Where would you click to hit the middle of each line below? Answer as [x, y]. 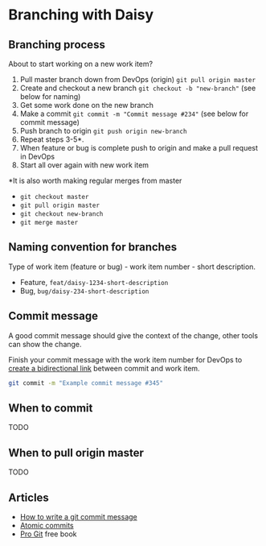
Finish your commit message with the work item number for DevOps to [125, 359]
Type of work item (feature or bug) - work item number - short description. [132, 267]
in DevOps [37, 156]
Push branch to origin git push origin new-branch [103, 131]
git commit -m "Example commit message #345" [86, 383]
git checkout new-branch [61, 214]
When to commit [51, 408]
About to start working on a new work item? [81, 64]
